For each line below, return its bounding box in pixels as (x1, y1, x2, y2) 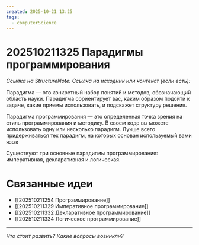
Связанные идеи (6, 177, 93, 190)
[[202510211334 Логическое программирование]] (14, 215, 141, 222)
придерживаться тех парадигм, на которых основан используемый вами (6, 132, 192, 139)
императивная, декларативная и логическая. (6, 156, 121, 163)
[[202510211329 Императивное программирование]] (14, 203, 149, 210)
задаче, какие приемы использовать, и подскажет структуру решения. (6, 101, 187, 109)
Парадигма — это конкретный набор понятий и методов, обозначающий (6, 89, 191, 96)
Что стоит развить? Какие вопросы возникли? (6, 233, 124, 240)
